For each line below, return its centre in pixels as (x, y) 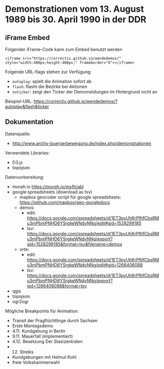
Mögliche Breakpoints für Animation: (42, 311)
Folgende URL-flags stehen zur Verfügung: (48, 72)
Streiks (26, 352)
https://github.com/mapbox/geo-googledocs (65, 202)
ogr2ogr (20, 301)
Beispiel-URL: (19, 101)
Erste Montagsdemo (33, 326)
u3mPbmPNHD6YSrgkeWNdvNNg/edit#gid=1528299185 (84, 223)
